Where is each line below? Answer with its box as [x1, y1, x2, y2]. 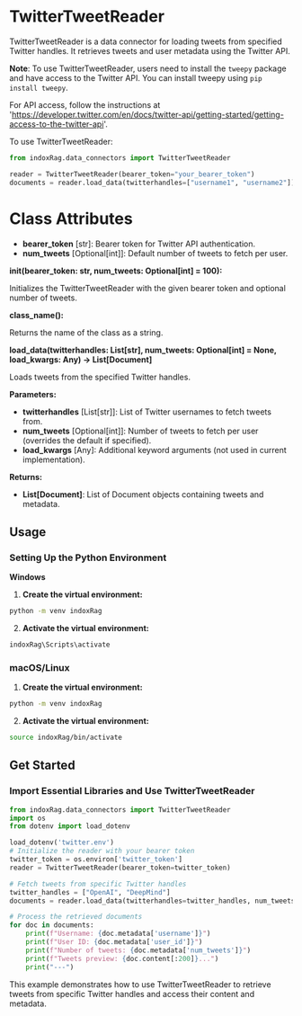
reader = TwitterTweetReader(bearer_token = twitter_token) [9, 863, 231, 872]
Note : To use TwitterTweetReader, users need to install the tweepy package [9, 63, 287, 74]
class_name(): [9, 309, 65, 320]
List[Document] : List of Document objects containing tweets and [22, 488, 264, 500]
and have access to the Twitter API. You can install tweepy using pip [9, 72, 262, 83]
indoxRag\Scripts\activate [9, 640, 111, 649]
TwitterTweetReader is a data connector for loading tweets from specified [9, 36, 283, 47]
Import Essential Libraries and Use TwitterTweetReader [9, 785, 255, 798]
